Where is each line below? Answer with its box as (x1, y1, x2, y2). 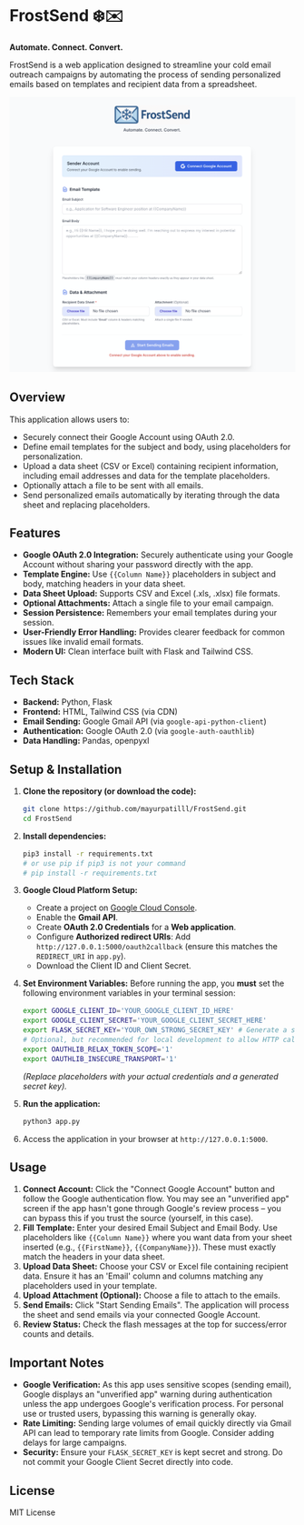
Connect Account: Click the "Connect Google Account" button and (22, 1184, 275, 1195)
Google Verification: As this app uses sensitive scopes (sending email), (22, 1380, 292, 1390)
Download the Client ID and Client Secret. (35, 960, 192, 971)
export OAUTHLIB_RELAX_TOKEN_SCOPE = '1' (22, 1045, 174, 1054)
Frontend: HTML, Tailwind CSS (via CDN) (22, 707, 179, 717)
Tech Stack (9, 672, 74, 687)
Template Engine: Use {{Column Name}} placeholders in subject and (22, 568, 277, 580)
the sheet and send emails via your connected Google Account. (22, 1309, 260, 1320)
